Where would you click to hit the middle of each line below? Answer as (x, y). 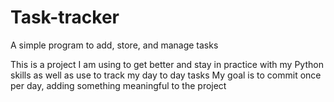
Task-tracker (65, 17)
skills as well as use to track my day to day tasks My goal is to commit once (166, 75)
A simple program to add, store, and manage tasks (114, 45)
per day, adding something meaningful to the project (118, 85)
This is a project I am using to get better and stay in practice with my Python (167, 64)
